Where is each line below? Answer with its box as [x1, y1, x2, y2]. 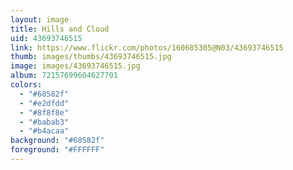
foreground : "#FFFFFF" [10, 145, 105, 155]
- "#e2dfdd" [19, 98, 70, 108]
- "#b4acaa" [19, 126, 70, 136]
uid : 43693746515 [10, 33, 83, 43]
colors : [10, 80, 43, 90]
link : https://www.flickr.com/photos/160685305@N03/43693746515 [10, 42, 284, 53]
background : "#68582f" [10, 136, 105, 146]
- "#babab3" [19, 117, 70, 127]
